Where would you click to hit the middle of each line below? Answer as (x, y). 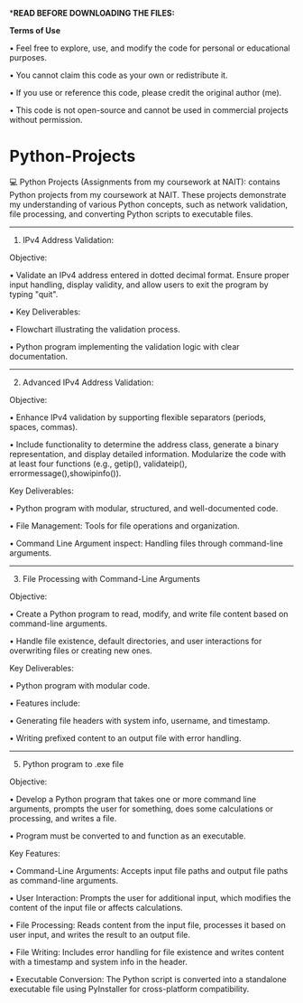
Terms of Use (35, 30)
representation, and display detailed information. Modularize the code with (148, 454)
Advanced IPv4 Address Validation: (88, 382)
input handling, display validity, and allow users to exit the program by (139, 285)
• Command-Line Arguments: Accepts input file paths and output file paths (149, 870)
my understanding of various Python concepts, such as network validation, (149, 204)
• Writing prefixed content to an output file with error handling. (125, 738)
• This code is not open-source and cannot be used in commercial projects (149, 110)
